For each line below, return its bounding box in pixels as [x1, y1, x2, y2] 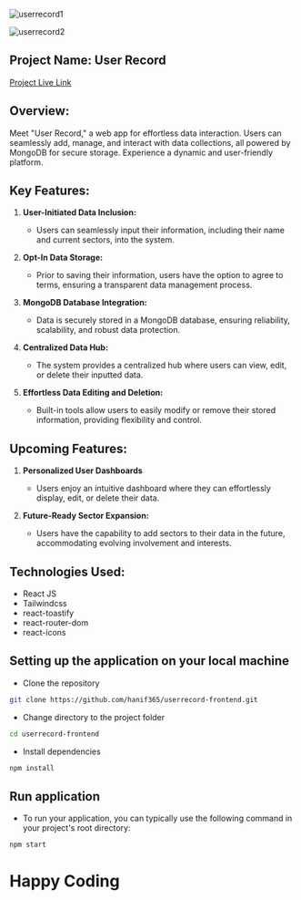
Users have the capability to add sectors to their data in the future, [35, 528, 286, 539]
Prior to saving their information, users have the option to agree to [35, 270, 284, 281]
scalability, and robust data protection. [35, 325, 181, 336]
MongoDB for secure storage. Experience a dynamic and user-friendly [9, 147, 274, 158]
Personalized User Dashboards [22, 465, 143, 476]
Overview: [9, 103, 70, 119]
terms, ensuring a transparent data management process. [35, 279, 253, 291]
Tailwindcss [22, 598, 67, 609]
